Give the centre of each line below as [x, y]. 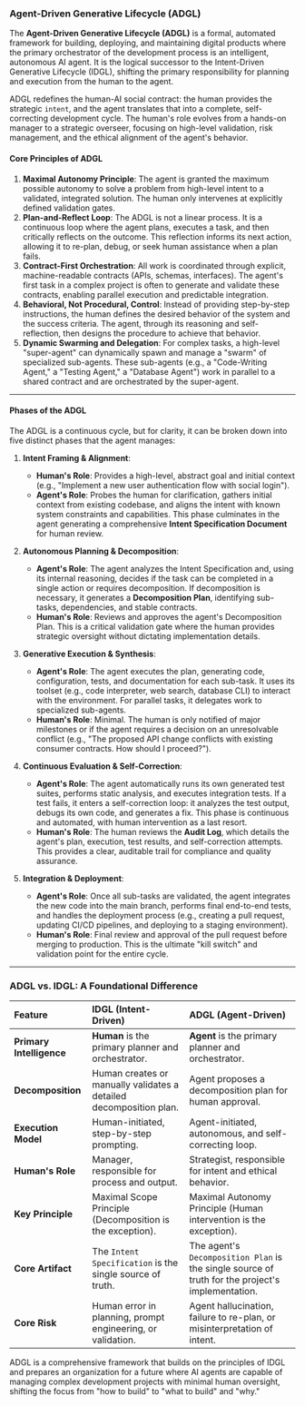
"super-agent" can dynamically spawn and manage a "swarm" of [144, 352]
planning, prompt [128, 1317]
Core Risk [35, 1323]
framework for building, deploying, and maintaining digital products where [148, 43]
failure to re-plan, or [232, 1317]
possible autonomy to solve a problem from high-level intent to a [143, 188]
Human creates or [130, 1073]
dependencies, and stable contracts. [129, 607]
